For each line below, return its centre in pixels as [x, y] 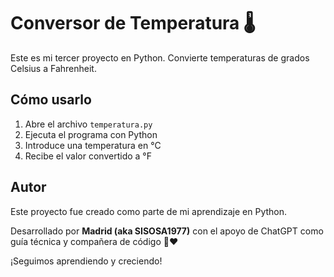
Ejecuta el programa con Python [91, 134]
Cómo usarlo [51, 100]
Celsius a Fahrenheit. [53, 68]
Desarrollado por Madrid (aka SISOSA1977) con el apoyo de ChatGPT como [167, 231]
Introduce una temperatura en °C [93, 145]
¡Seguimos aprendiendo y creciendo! [86, 261]
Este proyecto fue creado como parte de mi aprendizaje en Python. [149, 211]
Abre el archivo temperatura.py [88, 124]
